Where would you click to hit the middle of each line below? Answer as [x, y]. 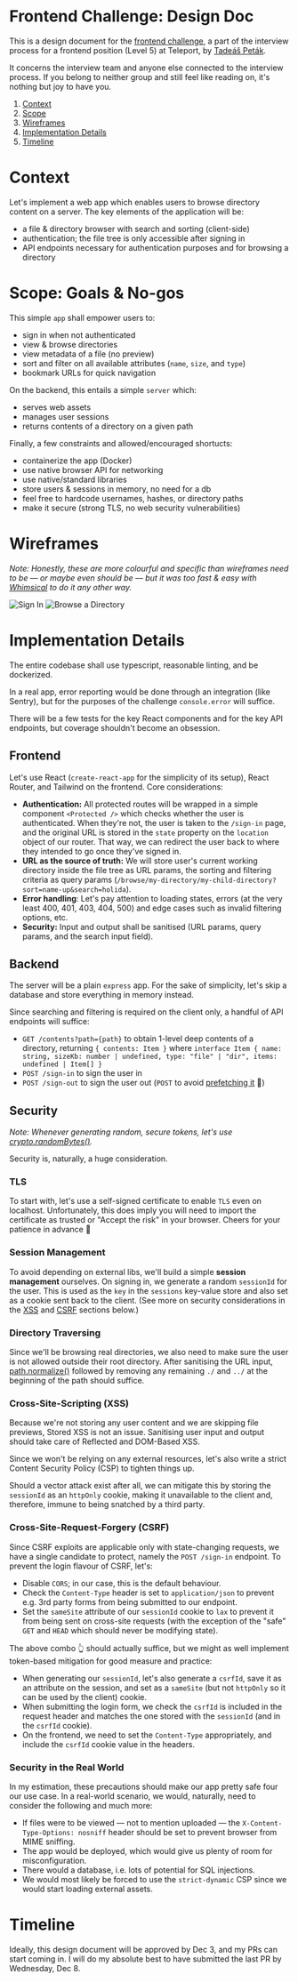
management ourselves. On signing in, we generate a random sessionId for [148, 1281]
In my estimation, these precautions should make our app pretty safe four [144, 1786]
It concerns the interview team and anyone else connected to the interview [146, 68]
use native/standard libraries [74, 479]
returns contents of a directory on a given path [108, 426]
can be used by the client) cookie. [84, 1697]
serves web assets [56, 407]
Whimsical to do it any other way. [70, 587]
